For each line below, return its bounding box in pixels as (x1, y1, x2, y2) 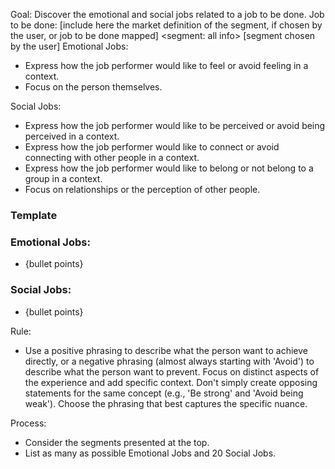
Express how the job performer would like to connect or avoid (24, 141, 280, 153)
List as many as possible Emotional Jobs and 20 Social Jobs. (24, 447, 277, 459)
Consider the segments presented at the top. (24, 436, 210, 448)
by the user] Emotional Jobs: (10, 40, 129, 52)
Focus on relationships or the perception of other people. (24, 184, 261, 195)
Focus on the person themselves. (24, 81, 163, 93)
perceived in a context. (24, 130, 120, 142)
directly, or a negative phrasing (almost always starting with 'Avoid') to (24, 355, 315, 367)
